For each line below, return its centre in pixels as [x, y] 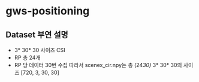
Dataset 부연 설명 [37, 34]
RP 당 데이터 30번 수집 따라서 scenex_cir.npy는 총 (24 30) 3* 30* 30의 [98, 65]
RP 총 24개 [27, 57]
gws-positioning [48, 11]
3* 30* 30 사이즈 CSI [40, 50]
